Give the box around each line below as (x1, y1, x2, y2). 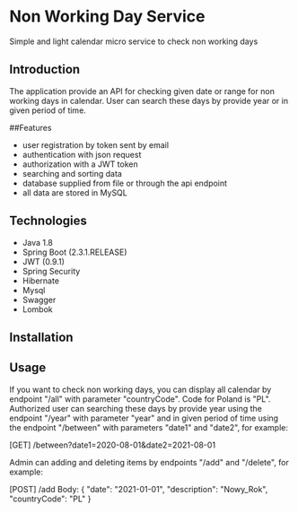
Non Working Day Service (9, 6, 206, 27)
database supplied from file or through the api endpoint (22, 178, 227, 188)
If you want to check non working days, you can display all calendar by (9, 384, 272, 395)
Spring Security (22, 265, 81, 276)
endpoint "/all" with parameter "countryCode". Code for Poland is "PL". (9, 393, 271, 404)
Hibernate (22, 275, 60, 286)
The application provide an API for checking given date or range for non (9, 85, 276, 96)
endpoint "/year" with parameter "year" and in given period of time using (9, 413, 279, 423)
